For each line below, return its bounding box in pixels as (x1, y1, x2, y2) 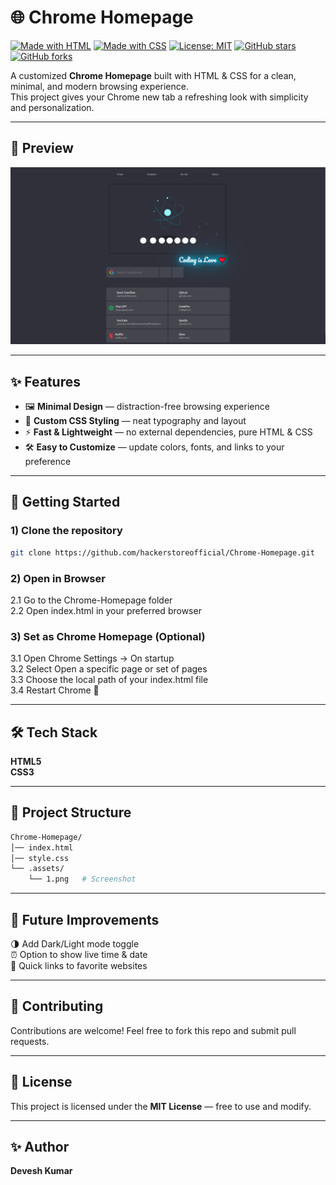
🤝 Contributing (10, 998, 104, 1015)
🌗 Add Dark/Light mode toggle (10, 938, 140, 950)
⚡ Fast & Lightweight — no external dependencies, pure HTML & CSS (24, 426, 313, 438)
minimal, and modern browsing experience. (10, 80, 189, 92)
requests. (10, 1035, 50, 1047)
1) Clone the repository (10, 524, 123, 538)
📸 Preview (10, 140, 74, 157)
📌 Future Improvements (10, 911, 160, 928)
